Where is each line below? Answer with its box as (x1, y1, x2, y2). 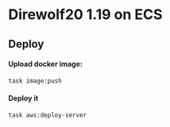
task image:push (8, 77, 62, 85)
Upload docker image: (8, 60, 83, 69)
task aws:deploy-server (8, 111, 87, 119)
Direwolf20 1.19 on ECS (8, 6, 163, 24)
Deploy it (8, 94, 39, 103)
